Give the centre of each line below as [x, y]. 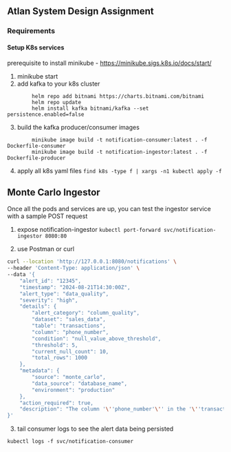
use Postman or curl [45, 249]
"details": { [38, 306]
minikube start [37, 76]
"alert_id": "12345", [50, 281]
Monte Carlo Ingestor [54, 192]
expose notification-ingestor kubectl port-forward [89, 230]
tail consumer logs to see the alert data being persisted [95, 429]
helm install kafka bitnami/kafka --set [90, 108]
